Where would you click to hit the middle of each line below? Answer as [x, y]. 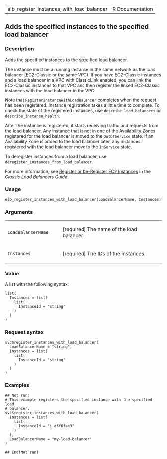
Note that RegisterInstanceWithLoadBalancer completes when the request [81, 100]
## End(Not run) [22, 452]
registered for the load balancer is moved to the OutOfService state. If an [79, 136]
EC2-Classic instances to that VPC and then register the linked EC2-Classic [83, 85]
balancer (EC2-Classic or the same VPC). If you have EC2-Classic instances [83, 75]
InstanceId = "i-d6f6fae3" [46, 426]
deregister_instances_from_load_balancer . [49, 162]
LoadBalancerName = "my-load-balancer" [51, 439]
